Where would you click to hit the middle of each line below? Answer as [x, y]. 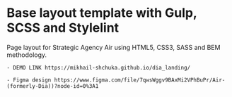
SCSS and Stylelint [63, 28]
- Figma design [29, 80]
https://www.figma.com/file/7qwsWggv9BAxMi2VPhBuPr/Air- [140, 80]
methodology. [27, 55]
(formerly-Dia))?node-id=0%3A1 [53, 86]
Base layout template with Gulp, [102, 13]
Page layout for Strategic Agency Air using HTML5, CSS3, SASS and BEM [114, 47]
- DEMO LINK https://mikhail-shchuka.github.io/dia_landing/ [99, 67]
